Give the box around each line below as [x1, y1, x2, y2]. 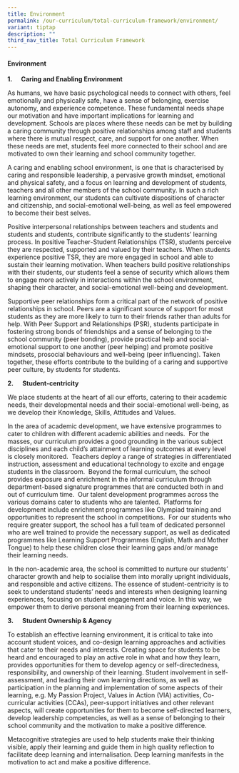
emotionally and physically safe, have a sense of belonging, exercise [7, 96, 209, 105]
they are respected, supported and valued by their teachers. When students [7, 246, 230, 254]
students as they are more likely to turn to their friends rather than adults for [7, 312, 230, 321]
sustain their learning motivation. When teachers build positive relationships [7, 261, 230, 269]
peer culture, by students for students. [7, 365, 121, 374]
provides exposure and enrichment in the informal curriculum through [7, 475, 213, 484]
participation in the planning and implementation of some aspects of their [7, 683, 223, 692]
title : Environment [7, 10, 66, 18]
